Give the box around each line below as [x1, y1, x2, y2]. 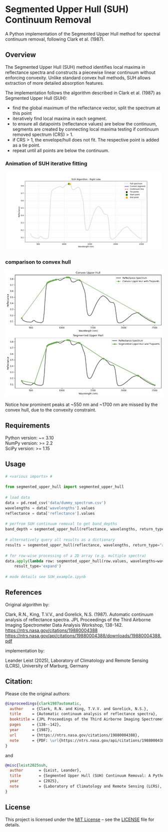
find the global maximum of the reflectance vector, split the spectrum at [12, 104, 160, 111]
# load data [5, 495, 30, 500]
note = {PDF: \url [9, 738, 59, 743]
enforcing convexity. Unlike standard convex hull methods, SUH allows [5, 74, 151, 81]
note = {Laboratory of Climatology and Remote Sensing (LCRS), [9, 784, 162, 789]
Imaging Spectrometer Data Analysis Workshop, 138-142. [5, 622, 123, 628]
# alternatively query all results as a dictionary [5, 537, 115, 542]
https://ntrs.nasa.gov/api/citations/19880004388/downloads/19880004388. [5, 632, 161, 638]
